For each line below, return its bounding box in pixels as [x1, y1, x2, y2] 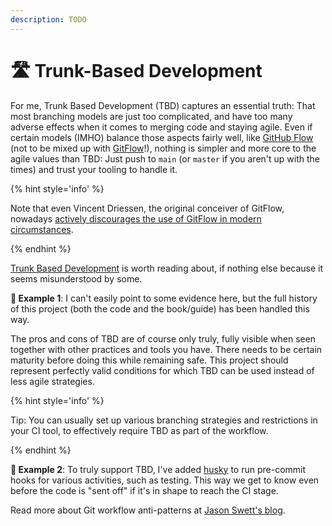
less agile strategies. [10, 375, 95, 387]
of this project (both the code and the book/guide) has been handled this [10, 302, 310, 315]
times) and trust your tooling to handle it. [10, 163, 178, 175]
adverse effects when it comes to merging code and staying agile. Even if [10, 121, 313, 133]
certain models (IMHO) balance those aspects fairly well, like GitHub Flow [10, 131, 314, 143]
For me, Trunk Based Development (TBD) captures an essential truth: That [10, 99, 316, 111]
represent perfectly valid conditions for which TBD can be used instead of [10, 364, 315, 376]
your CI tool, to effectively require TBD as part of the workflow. [10, 424, 269, 436]
